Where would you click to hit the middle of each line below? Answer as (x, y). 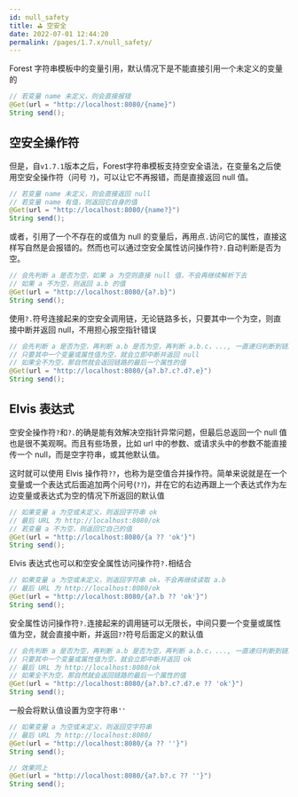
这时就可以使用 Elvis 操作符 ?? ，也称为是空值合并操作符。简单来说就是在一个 (148, 473)
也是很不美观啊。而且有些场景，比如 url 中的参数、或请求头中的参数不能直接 (149, 443)
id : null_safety (39, 17)
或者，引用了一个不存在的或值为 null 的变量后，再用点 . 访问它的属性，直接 (144, 237)
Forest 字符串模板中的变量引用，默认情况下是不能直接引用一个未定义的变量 (146, 68)
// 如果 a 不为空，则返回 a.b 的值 (67, 284)
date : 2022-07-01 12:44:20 (59, 34)
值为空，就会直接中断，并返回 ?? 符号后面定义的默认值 (106, 634)
